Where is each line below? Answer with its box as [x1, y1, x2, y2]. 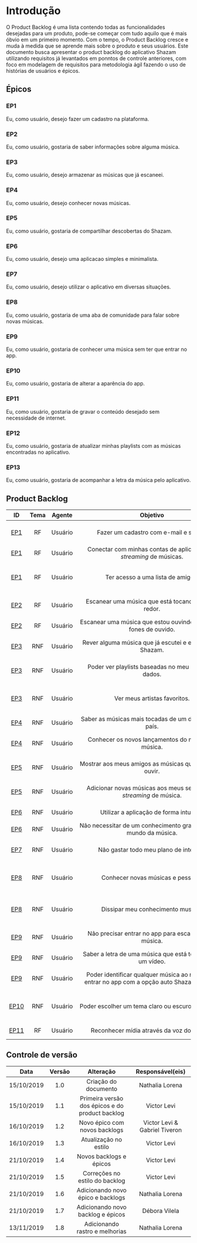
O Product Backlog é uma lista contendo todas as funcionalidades [6, 24, 165, 31]
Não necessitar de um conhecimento [79, 822, 181, 829]
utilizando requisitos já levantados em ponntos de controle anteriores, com [6, 55, 186, 62]
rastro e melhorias [76, 1227, 127, 1235]
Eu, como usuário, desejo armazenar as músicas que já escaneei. [6, 172, 164, 179]
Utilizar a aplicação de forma [100, 808, 179, 816]
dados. [142, 670, 162, 678]
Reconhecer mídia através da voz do [90, 1027, 192, 1034]
